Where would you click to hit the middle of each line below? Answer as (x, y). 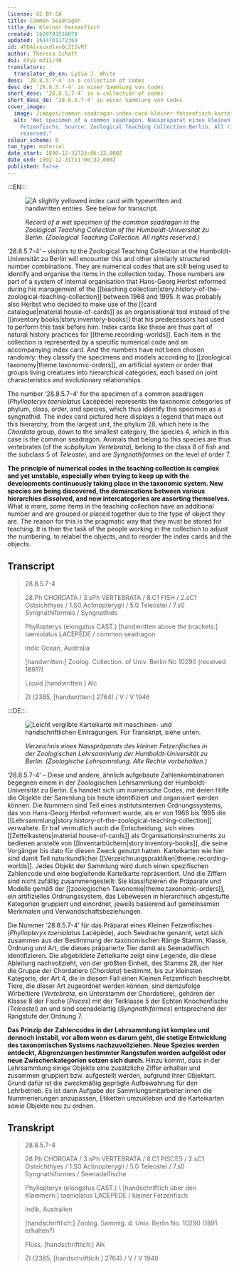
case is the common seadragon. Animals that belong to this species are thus (119, 439)
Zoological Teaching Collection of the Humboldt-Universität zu (117, 230)
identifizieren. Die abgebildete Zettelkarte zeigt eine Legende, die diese (112, 955)
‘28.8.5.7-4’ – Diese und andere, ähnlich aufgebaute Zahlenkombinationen (116, 775)
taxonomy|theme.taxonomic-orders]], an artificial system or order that (110, 365)
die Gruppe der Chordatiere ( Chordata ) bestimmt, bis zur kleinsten (105, 970)
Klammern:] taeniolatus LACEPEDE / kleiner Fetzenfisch (106, 1196)
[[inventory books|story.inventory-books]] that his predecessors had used (116, 319)
